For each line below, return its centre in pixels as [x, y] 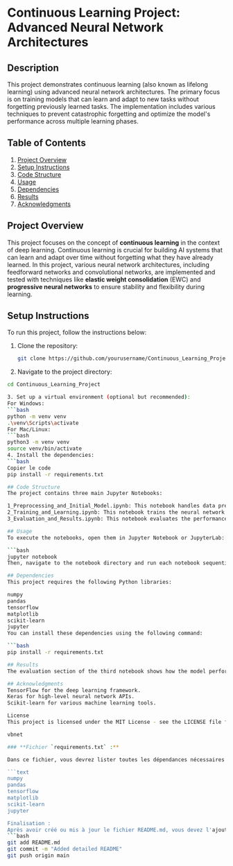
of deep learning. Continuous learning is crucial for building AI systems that [115, 250]
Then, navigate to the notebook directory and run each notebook [103, 563]
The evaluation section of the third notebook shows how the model [107, 671]
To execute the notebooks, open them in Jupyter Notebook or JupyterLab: [116, 538]
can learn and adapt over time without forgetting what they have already [110, 257]
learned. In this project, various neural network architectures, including [108, 264]
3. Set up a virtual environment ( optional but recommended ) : [99, 397]
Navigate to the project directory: [64, 372]
